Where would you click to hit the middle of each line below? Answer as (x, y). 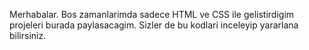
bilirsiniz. (28, 35)
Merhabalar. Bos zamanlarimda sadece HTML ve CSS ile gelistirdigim (152, 14)
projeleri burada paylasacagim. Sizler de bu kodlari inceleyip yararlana (154, 25)
